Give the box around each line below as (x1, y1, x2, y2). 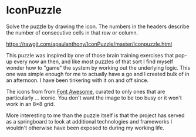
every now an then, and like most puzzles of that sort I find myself (13, 58, 174, 65)
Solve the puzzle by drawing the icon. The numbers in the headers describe (6, 23, 190, 30)
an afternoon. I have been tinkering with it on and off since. (6, 77, 149, 84)
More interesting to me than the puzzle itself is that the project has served (6, 112, 185, 119)
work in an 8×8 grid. (6, 100, 55, 107)
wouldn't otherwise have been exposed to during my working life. (6, 124, 165, 131)
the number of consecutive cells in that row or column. (6, 29, 138, 36)
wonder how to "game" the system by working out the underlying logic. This (6, 64, 191, 71)
